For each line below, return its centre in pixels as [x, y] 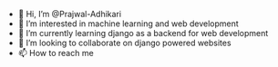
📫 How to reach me [56, 53]
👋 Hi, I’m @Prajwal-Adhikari [69, 14]
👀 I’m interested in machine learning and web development [128, 24]
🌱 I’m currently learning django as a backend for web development [143, 33]
